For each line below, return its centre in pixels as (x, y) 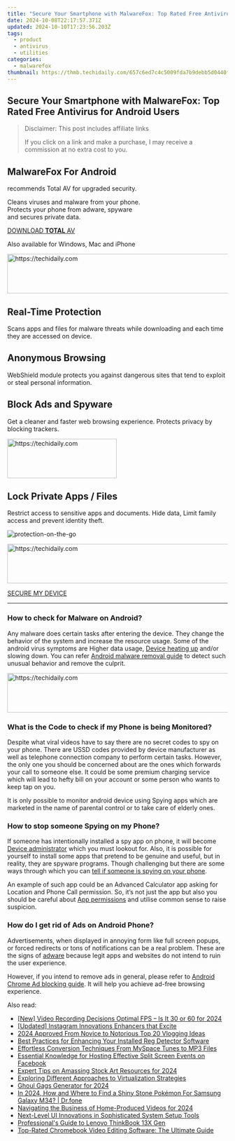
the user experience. (37, 963)
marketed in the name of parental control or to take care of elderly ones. (111, 807)
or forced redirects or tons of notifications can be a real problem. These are (116, 948)
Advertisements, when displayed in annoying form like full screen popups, (114, 941)
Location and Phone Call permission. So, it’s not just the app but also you (112, 892)
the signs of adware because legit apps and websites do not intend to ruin (114, 955)
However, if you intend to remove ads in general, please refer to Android (111, 976)
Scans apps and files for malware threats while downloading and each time (115, 328)
